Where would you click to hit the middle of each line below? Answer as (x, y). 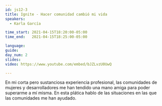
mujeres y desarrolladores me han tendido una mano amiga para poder (78, 88)
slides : (13, 60)
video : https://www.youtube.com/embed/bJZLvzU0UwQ (58, 64)
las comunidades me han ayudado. (41, 98)
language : (15, 46)
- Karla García (25, 23)
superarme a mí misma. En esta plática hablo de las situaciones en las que (81, 93)
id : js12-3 (16, 10)
